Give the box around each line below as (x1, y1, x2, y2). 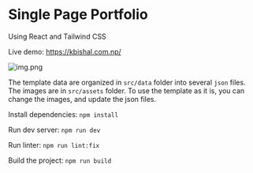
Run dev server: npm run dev (8, 125, 101, 134)
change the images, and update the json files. (8, 94, 157, 103)
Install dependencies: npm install (8, 109, 119, 119)
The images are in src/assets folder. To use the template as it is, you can (8, 85, 245, 96)
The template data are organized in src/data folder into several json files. (8, 77, 246, 87)
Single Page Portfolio (8, 6, 148, 24)
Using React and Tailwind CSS (8, 32, 106, 41)
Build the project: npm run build (8, 156, 112, 165)
